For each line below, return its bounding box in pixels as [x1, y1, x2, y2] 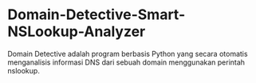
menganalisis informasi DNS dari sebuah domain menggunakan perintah [7, 57, 245, 67]
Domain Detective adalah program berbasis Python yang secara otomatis [7, 49, 248, 58]
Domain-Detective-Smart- [7, 6, 186, 24]
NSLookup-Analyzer [7, 22, 146, 41]
